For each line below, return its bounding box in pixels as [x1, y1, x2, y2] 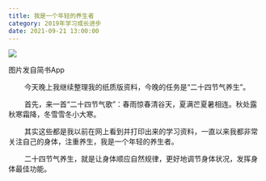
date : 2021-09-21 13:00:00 [8, 27, 99, 35]
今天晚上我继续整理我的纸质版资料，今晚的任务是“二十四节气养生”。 [23, 82, 251, 92]
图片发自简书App [8, 65, 65, 75]
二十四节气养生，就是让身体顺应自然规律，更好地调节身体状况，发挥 [23, 154, 251, 164]
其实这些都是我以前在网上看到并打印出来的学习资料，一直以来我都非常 [23, 127, 259, 137]
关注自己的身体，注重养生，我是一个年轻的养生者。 [8, 137, 179, 146]
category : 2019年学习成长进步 [8, 19, 102, 27]
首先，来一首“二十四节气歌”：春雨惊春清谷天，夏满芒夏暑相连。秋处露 [23, 99, 257, 109]
